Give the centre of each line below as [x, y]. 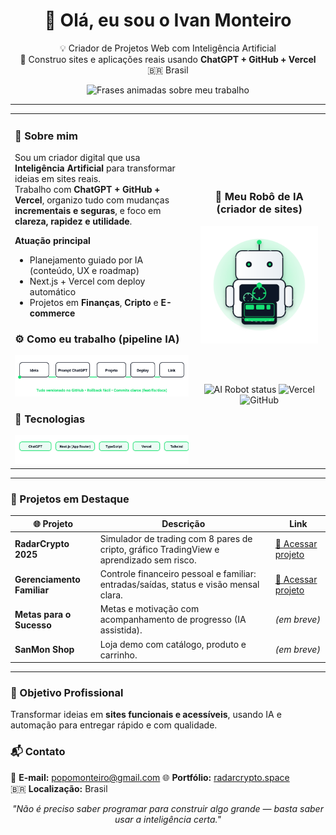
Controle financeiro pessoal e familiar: [178, 574]
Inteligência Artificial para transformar [95, 168]
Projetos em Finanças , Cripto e [94, 302]
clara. [111, 595]
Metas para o [43, 614]
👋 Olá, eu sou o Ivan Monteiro [168, 20]
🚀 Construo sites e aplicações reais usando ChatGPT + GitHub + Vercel [168, 59]
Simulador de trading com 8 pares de [176, 538]
